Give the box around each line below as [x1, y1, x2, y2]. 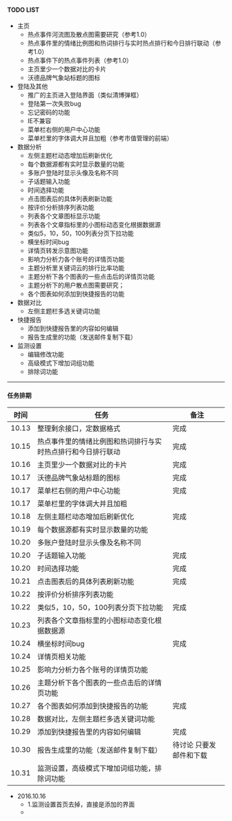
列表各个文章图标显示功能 [27, 212, 101, 221]
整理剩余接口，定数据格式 [37, 424, 121, 434]
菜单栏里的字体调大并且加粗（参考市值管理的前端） [27, 134, 173, 142]
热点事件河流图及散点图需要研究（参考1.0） [27, 30, 151, 39]
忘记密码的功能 [27, 108, 70, 117]
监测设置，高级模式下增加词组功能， [37, 764, 155, 773]
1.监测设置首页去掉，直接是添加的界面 [27, 800, 135, 809]
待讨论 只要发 [172, 740, 216, 750]
